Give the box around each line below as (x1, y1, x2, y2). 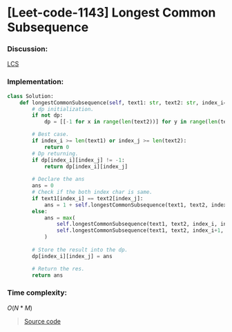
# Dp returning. (32, 150, 79, 157)
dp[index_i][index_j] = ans (32, 253, 113, 260)
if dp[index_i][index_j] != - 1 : (32, 157, 126, 164)
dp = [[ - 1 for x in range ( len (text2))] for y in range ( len (43, 119, 217, 126)
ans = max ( (43, 214, 76, 222)
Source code (23, 317, 61, 325)
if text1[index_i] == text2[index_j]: (32, 195, 144, 202)
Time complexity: (7, 288, 68, 297)
